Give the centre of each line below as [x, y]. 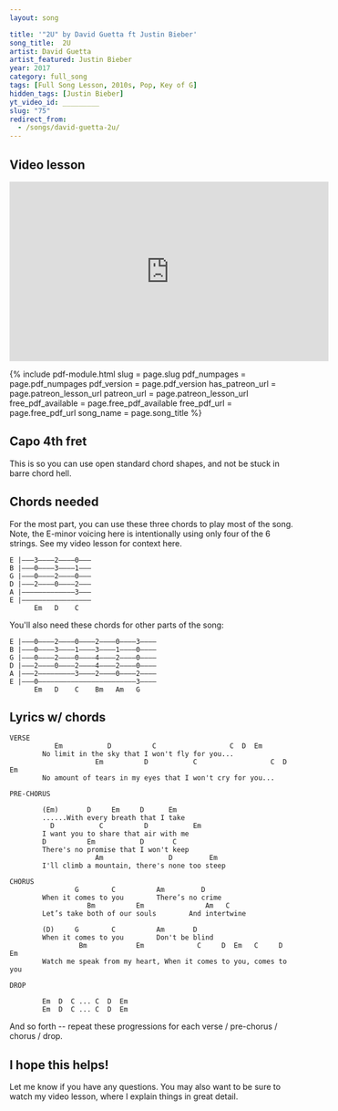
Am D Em [157, 858]
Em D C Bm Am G [87, 690]
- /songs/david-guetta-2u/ [69, 128]
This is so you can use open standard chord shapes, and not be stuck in [145, 463]
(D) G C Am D [120, 930]
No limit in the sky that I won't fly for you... [138, 754]
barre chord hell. [41, 473]
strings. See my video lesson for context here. [96, 543]
